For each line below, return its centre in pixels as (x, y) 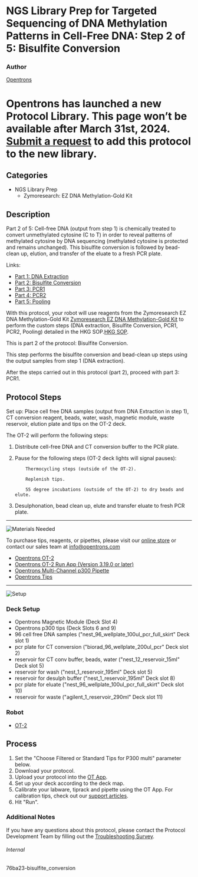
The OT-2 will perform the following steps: (57, 435)
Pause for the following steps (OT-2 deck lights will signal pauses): (95, 458)
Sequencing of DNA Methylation (87, 23)
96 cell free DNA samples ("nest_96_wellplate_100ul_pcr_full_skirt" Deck (102, 635)
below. (23, 764)
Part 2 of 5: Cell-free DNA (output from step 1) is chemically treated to (91, 229)
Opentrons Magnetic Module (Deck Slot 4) (66, 622)
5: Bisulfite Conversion (63, 49)
